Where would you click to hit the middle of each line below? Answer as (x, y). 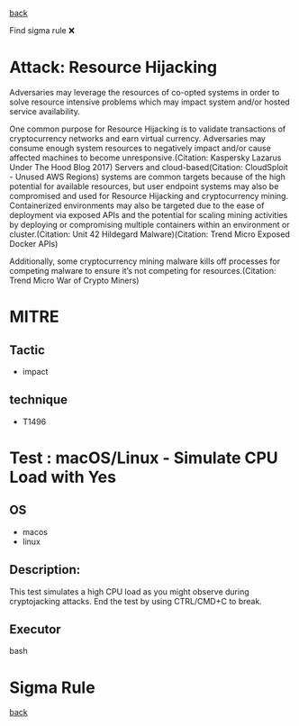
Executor (35, 629)
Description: (45, 570)
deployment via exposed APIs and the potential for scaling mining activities (149, 214)
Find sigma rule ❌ (42, 30)
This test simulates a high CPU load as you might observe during (129, 591)
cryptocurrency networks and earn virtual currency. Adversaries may (137, 138)
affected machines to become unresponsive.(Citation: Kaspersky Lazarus (145, 158)
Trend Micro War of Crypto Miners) (74, 280)
